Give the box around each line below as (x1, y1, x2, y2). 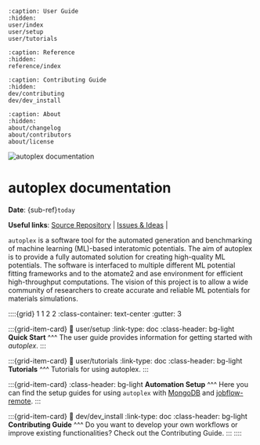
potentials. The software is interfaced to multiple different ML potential (8, 260, 236, 270)
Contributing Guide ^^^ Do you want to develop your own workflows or (8, 420, 238, 429)
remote (8, 396, 31, 406)
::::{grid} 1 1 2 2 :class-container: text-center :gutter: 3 (8, 308, 182, 318)
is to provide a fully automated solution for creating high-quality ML (8, 252, 226, 261)
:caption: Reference (8, 49, 76, 57)
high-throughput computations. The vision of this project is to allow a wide (8, 277, 249, 286)
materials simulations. (8, 294, 78, 303)
